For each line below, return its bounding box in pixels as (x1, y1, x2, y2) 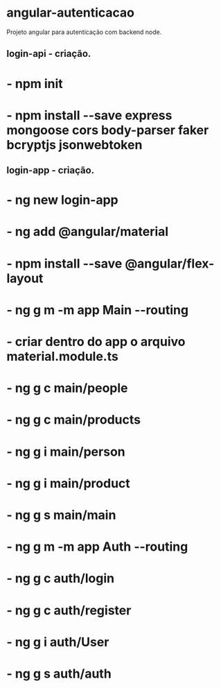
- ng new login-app (6, 192, 118, 208)
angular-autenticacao (6, 5, 134, 21)
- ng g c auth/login (6, 571, 115, 587)
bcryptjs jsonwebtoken (6, 137, 143, 153)
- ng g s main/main (6, 507, 116, 523)
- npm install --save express (6, 108, 173, 123)
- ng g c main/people (6, 380, 129, 396)
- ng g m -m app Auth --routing (6, 539, 188, 555)
